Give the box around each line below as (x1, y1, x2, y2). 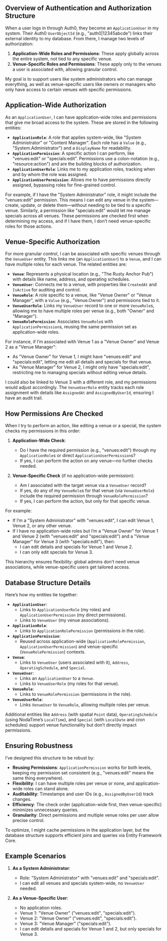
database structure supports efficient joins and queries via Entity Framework (5, 832, 162, 838)
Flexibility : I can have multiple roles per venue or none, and (12, 780, 135, 786)
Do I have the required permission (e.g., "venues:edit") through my (19, 447, 157, 453)
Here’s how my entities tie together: (5, 592, 78, 598)
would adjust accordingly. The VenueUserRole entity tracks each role (5, 384, 144, 390)
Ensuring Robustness (5, 742, 73, 750)
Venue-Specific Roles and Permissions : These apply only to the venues (12, 61, 162, 67)
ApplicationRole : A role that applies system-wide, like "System (12, 134, 142, 140)
